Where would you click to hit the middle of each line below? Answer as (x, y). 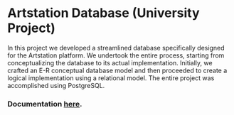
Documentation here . (45, 104)
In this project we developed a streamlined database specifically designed (116, 48)
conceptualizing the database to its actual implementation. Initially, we (110, 62)
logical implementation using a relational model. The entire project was (111, 78)
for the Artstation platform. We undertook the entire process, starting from (116, 55)
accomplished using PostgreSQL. (56, 85)
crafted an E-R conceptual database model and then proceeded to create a (117, 70)
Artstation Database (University (104, 13)
